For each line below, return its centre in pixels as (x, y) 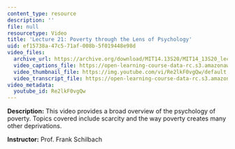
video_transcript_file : (48, 78)
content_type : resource (42, 14)
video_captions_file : (45, 65)
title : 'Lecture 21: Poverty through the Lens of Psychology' (100, 40)
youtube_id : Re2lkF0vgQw (50, 91)
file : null (23, 26)
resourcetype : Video (37, 33)
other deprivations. (35, 126)
